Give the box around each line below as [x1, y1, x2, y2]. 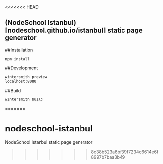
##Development [5, 65, 38, 71]
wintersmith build [5, 97, 43, 102]
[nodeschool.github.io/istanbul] [5, 26, 106, 34]
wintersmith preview [5, 74, 48, 79]
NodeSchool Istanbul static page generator [5, 139, 93, 145]
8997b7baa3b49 [91, 154, 125, 160]
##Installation [5, 47, 33, 53]
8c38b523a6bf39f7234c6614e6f [91, 149, 159, 155]
